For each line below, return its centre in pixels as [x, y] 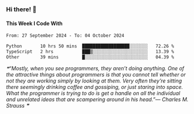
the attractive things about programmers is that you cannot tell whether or [96, 74]
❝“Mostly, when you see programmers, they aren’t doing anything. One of [95, 68]
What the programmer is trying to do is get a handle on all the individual [93, 93]
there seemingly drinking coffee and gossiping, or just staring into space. [95, 87]
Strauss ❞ [18, 105]
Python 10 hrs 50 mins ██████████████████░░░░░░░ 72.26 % [90, 46]
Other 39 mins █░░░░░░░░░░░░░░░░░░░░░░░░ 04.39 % [90, 57]
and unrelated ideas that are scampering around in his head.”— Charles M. [97, 99]
